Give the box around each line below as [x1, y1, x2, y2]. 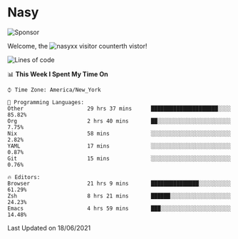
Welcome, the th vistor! [7, 41, 148, 50]
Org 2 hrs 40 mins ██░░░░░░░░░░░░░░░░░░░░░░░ [7, 117, 232, 125]
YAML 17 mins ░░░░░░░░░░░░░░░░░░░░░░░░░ [7, 142, 232, 150]
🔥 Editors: [7, 173, 41, 180]
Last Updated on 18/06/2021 [7, 223, 91, 232]
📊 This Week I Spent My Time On [7, 69, 108, 78]
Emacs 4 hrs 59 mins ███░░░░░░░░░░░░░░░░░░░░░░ [7, 205, 232, 212]
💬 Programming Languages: [7, 98, 84, 106]
